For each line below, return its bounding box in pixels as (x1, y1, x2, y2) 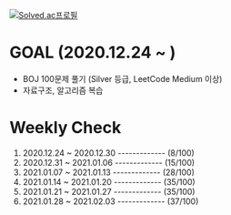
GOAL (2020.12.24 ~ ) (9, 42, 176, 63)
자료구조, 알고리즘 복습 (22, 85, 104, 96)
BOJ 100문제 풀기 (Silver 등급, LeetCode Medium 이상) (22, 73, 223, 84)
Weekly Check (9, 118, 122, 138)
